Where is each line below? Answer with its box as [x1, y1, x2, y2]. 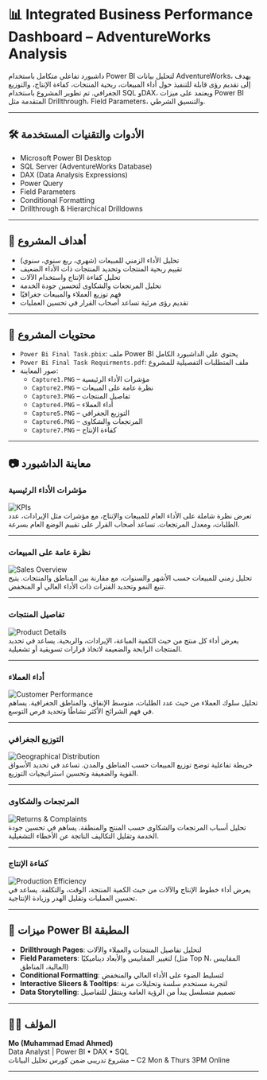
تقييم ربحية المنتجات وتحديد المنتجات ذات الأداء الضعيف [19, 263, 183, 274]
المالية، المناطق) [19, 962, 69, 971]
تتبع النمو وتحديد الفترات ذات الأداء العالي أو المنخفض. [8, 581, 166, 592]
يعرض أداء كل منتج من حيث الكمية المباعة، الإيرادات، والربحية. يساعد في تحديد [8, 635, 239, 645]
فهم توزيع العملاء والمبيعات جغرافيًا [19, 289, 122, 298]
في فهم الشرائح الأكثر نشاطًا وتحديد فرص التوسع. [8, 706, 154, 716]
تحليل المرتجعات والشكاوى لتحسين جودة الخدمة [19, 281, 162, 290]
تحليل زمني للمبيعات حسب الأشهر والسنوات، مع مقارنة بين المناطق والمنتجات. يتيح [8, 573, 253, 583]
